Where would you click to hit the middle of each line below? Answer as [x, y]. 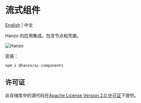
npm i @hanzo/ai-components [34, 65]
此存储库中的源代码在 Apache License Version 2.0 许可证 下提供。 [72, 95]
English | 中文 [19, 25]
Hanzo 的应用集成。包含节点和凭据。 [43, 35]
